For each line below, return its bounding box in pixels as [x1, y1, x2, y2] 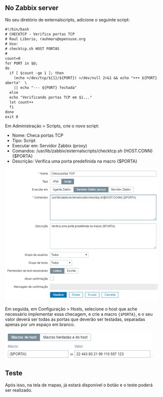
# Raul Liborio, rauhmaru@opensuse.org [5, 36, 86, 41]
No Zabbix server [5, 4, 59, 12]
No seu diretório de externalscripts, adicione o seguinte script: [5, 17, 130, 22]
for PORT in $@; [5, 61, 38, 66]
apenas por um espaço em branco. [5, 322, 75, 327]
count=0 [5, 56, 21, 61]
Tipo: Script [12, 137, 36, 143]
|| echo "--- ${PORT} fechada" [14, 85, 77, 90]
